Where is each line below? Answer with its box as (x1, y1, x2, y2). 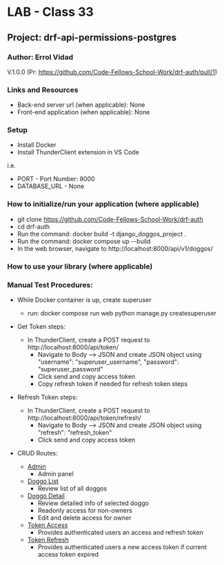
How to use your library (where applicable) (7, 261, 153, 271)
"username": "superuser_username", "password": (37, 358, 179, 366)
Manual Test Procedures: (7, 280, 93, 289)
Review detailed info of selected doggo (37, 499, 150, 507)
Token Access (27, 521, 68, 529)
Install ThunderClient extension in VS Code (17, 148, 139, 156)
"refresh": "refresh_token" (37, 428, 112, 436)
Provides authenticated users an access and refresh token (37, 528, 204, 536)
